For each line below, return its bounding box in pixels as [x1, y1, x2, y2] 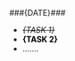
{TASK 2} [21, 34, 58, 44]
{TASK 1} [21, 25, 55, 34]
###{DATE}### [9, 8, 66, 18]
